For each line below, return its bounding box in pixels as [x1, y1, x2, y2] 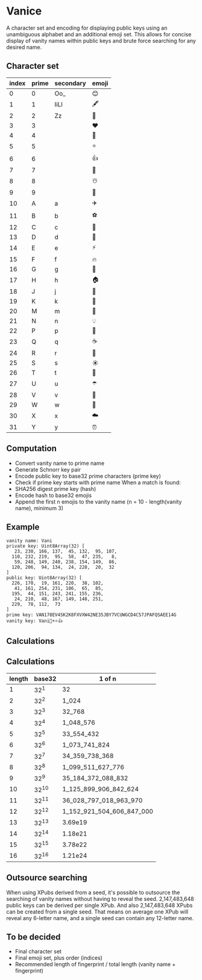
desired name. [6, 44, 42, 51]
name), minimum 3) [14, 504, 64, 511]
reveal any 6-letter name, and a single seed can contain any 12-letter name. [6, 914, 194, 921]
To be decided [6, 932, 61, 943]
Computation [6, 443, 57, 454]
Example [6, 522, 40, 532]
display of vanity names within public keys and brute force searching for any [6, 37, 196, 44]
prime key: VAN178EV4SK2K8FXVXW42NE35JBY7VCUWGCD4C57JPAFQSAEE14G [6, 612, 177, 618]
